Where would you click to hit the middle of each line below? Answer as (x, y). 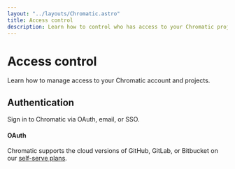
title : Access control (40, 20)
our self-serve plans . (37, 159)
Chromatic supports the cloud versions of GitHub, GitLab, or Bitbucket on (113, 151)
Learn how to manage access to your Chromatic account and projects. (109, 80)
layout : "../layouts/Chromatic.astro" (64, 14)
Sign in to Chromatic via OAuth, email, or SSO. (73, 119)
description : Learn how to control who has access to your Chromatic (111, 27)
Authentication (41, 102)
